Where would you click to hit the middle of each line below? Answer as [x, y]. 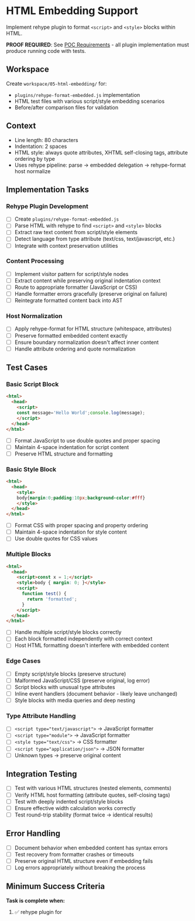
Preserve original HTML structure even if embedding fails [84, 861]
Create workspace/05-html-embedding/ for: [57, 83]
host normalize [32, 171]
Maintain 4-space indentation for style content [71, 532]
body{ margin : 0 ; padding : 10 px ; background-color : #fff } [81, 498]
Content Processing [35, 261]
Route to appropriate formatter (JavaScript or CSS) [76, 287]
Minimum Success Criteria [56, 887]
